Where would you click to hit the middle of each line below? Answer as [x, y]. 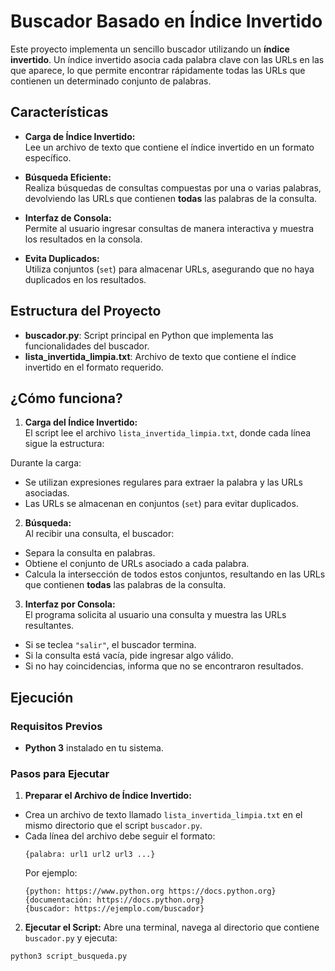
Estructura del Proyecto [86, 311]
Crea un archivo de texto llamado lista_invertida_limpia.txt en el [163, 815]
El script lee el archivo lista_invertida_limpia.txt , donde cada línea [168, 433]
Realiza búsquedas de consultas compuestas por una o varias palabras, [173, 187]
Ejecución [42, 697]
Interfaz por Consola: [70, 604]
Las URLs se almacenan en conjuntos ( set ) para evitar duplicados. [161, 504]
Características [59, 112]
